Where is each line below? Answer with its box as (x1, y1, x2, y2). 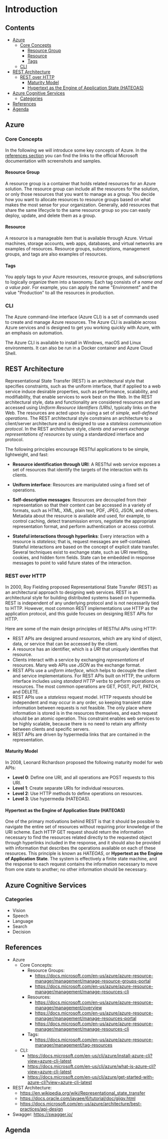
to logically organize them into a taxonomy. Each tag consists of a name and (5, 279, 162, 285)
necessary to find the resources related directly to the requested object (5, 834, 152, 840)
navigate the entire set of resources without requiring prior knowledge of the (5, 824, 163, 830)
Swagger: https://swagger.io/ (12, 1111, 73, 1117)
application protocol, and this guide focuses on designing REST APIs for (5, 610, 153, 616)
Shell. (5, 350, 17, 356)
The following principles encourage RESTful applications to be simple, (5, 446, 150, 452)
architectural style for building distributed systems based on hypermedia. (5, 594, 156, 600)
